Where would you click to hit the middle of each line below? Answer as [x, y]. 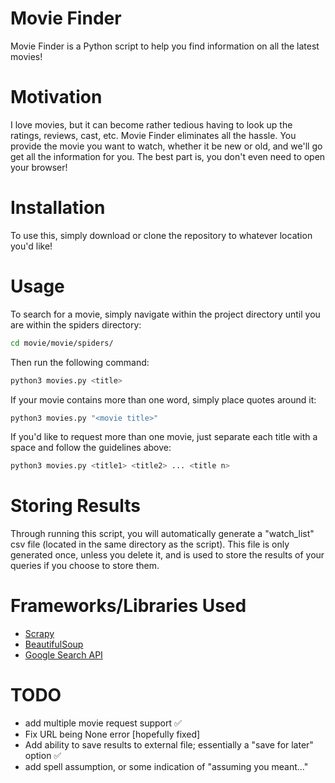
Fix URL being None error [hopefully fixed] [112, 734]
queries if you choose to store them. [85, 566]
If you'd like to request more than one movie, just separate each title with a [164, 437]
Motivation [56, 97]
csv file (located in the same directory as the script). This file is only [150, 544]
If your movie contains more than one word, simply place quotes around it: [163, 399]
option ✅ [43, 756]
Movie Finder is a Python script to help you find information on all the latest [165, 46]
